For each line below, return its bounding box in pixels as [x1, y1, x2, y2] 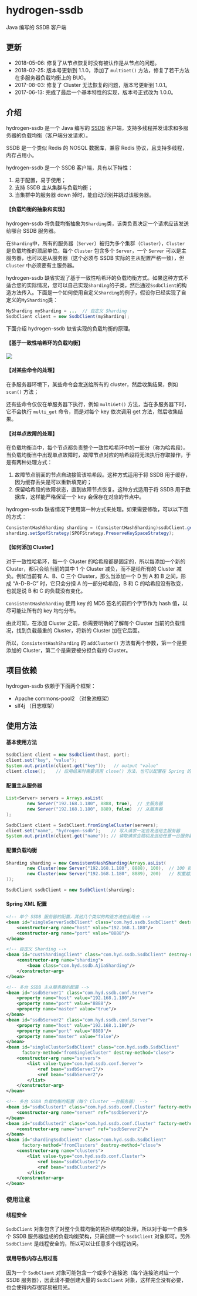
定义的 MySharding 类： [6, 296, 59, 303]
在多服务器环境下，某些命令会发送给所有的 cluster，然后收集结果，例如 [6, 380, 178, 388]
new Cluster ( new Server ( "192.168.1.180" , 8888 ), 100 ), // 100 [27, 865, 185, 872]
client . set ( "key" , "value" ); [6, 758, 77, 763]
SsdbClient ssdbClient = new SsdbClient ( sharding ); [6, 887, 135, 893]
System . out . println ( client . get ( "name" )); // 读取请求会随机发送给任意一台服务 [6, 833, 189, 839]
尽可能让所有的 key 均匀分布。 [6, 607, 80, 614]
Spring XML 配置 [6, 900, 47, 907]
